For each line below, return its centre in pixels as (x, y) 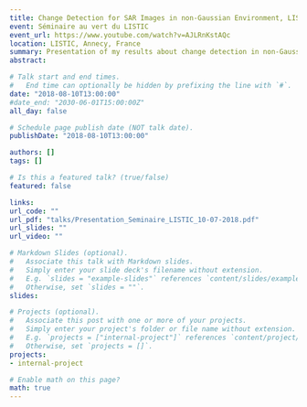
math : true (30, 388)
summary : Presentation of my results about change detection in (134, 52)
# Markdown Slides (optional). (69, 253)
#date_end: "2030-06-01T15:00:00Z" (77, 102)
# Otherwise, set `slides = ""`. (77, 287)
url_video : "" (37, 237)
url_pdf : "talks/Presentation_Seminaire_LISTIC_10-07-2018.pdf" (134, 220)
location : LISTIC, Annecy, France (75, 43)
